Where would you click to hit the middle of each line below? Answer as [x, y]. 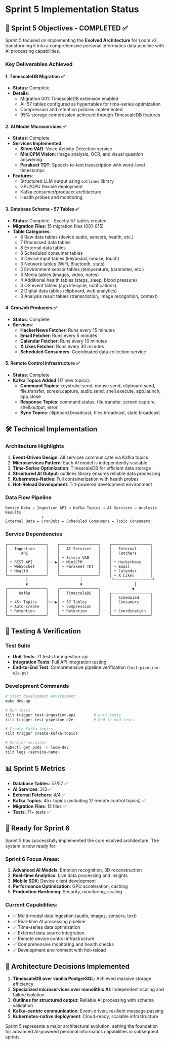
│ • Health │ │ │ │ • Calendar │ [79, 571]
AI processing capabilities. [33, 51]
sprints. [13, 1037]
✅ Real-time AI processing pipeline [49, 922]
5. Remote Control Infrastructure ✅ [43, 363]
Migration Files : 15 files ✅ [39, 806]
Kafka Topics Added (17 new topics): [51, 380]
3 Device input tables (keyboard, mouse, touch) [70, 258]
